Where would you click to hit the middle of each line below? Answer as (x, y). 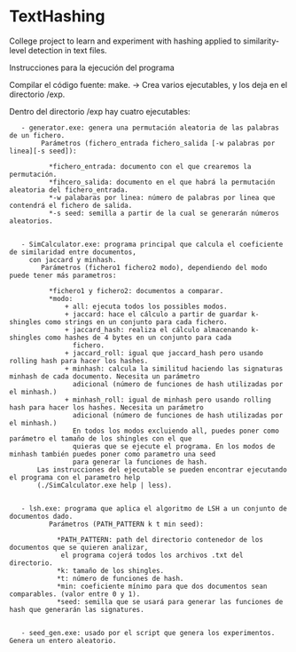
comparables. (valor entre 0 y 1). (75, 594)
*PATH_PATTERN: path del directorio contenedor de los (160, 539)
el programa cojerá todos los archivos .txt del (152, 555)
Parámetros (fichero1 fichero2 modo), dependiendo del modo (154, 267)
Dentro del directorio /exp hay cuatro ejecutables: (100, 111)
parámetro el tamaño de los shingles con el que (101, 438)
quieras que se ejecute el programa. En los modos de (174, 446)
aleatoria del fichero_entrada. (69, 190)
